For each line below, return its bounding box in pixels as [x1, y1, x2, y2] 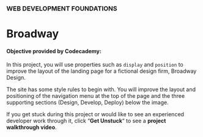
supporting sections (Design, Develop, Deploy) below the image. [6, 99, 169, 106]
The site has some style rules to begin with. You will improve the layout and [6, 86, 196, 93]
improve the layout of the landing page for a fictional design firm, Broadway [6, 67, 197, 75]
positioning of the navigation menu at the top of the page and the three [6, 92, 185, 100]
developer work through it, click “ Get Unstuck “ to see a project [6, 117, 166, 125]
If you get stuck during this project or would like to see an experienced [6, 111, 185, 118]
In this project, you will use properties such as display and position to [6, 61, 183, 68]
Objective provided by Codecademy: [6, 47, 102, 54]
